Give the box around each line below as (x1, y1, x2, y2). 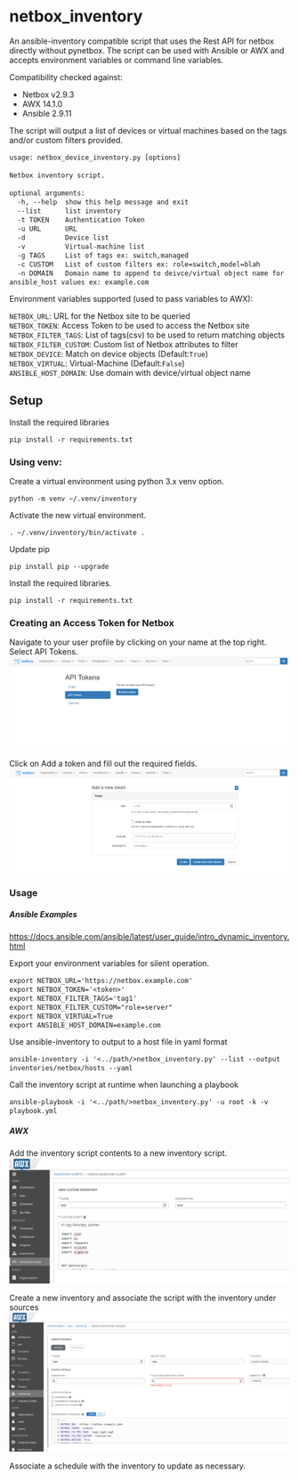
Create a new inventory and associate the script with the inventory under (9, 1292, 277, 1303)
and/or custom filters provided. (9, 134, 123, 145)
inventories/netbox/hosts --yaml (9, 1064, 133, 1073)
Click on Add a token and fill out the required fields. (9, 758, 198, 768)
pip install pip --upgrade (9, 563, 109, 572)
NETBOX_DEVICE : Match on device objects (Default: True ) (9, 348, 209, 359)
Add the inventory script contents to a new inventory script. (9, 1148, 228, 1159)
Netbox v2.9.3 (21, 89, 75, 100)
